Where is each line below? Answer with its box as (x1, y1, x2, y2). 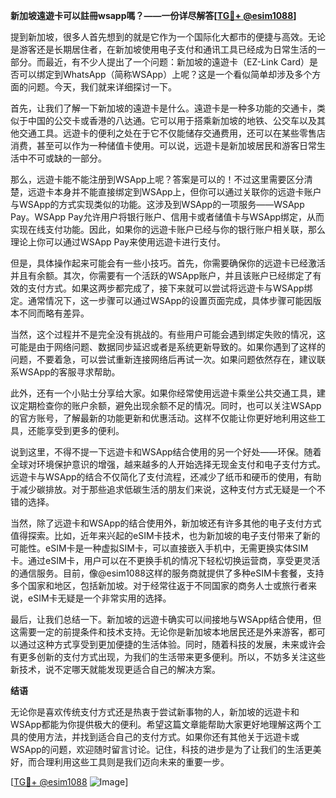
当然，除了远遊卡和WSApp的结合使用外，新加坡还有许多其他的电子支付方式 (10, 517, 322, 529)
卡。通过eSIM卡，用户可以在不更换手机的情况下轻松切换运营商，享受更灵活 (10, 555, 321, 566)
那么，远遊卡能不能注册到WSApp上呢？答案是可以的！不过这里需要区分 (10, 174, 305, 185)
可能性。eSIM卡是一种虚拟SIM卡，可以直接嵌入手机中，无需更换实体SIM (10, 542, 309, 554)
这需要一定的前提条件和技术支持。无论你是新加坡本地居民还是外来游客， (10, 626, 308, 638)
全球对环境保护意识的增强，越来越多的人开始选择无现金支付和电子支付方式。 (10, 459, 326, 470)
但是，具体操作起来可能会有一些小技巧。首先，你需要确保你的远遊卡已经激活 (10, 257, 326, 269)
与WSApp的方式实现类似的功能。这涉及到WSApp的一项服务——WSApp (10, 199, 305, 210)
